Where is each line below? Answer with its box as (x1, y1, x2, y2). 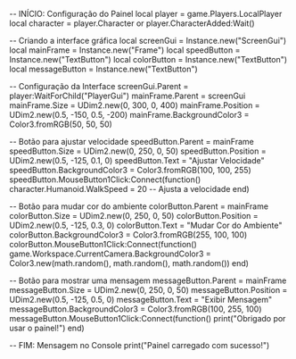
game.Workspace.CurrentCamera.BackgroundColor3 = (9, 248, 211, 259)
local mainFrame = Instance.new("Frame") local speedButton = (9, 45, 241, 55)
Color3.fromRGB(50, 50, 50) (9, 119, 113, 129)
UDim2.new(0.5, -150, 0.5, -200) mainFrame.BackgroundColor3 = (9, 110, 250, 120)
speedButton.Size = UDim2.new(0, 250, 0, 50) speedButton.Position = (9, 146, 267, 156)
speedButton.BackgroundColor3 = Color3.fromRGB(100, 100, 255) (9, 165, 251, 175)
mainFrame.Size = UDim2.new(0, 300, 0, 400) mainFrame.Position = (9, 100, 260, 111)
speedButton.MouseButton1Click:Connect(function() (9, 174, 201, 185)
